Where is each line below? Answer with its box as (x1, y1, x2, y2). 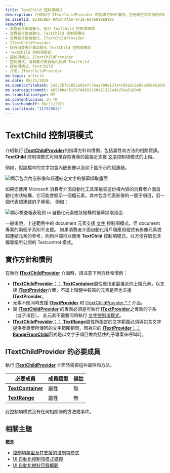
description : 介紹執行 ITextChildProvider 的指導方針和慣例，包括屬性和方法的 (5, 12, 159, 17)
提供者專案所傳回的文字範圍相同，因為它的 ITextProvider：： (12, 325, 141, 331)
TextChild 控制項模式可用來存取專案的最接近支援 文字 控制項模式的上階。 (5, 153, 157, 160)
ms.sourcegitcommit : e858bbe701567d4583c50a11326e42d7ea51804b (5, 87, 142, 93)
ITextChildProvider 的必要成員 (5, 347, 101, 356)
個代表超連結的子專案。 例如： (5, 199, 69, 205)
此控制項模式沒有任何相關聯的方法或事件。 (5, 408, 94, 414)
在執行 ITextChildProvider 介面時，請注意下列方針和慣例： (5, 269, 128, 276)
